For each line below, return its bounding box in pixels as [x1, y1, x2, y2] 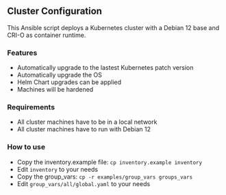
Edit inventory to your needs [16, 165, 98, 173]
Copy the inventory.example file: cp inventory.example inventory [16, 157, 203, 166]
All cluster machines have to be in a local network [16, 118, 158, 126]
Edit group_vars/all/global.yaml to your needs [16, 179, 151, 187]
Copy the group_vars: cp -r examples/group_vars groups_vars [16, 172, 193, 181]
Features [7, 48, 38, 57]
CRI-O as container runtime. [7, 31, 86, 39]
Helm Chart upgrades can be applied [16, 78, 122, 86]
